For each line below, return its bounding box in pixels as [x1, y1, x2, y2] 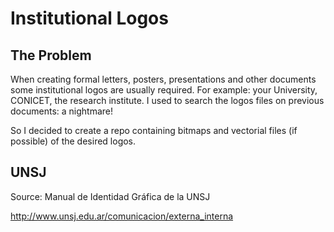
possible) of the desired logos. [10, 135, 137, 147]
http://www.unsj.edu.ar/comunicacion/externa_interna [10, 210, 234, 222]
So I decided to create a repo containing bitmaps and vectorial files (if [10, 125, 298, 136]
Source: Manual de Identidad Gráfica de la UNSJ [10, 190, 211, 202]
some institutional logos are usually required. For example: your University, [10, 84, 318, 96]
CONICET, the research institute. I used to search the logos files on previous [10, 95, 325, 106]
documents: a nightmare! [10, 105, 114, 117]
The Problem [10, 47, 92, 64]
